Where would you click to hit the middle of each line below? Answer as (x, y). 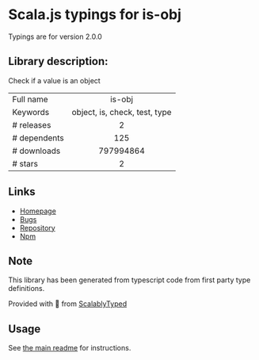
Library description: (58, 61)
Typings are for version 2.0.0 (55, 36)
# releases (32, 124)
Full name (30, 99)
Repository (37, 228)
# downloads (36, 151)
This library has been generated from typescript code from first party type (129, 280)
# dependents (38, 138)
